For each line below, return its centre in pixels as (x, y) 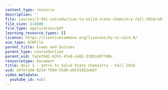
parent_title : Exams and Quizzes (40, 47)
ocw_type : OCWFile (24, 42)
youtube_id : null (28, 79)
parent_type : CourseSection (34, 51)
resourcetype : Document (30, 61)
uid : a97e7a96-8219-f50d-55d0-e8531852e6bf (51, 70)
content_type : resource (30, 10)
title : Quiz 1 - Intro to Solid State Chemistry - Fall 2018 (70, 65)
